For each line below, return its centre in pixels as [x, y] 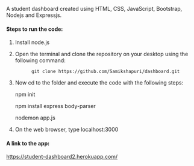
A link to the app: [28, 143]
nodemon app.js [35, 118]
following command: [40, 60]
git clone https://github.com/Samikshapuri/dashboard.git [105, 72]
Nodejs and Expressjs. [34, 15]
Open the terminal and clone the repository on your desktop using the [102, 54]
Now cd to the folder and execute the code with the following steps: [99, 83]
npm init [25, 94]
